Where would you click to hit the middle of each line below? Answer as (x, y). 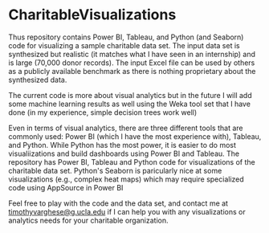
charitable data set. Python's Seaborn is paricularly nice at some (115, 170)
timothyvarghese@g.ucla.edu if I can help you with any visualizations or (127, 211)
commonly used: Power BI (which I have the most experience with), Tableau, (135, 136)
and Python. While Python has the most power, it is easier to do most (122, 145)
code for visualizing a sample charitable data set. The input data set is (124, 45)
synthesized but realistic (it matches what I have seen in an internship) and (132, 54)
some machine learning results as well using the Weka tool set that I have (130, 104)
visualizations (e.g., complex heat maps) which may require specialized (126, 179)
